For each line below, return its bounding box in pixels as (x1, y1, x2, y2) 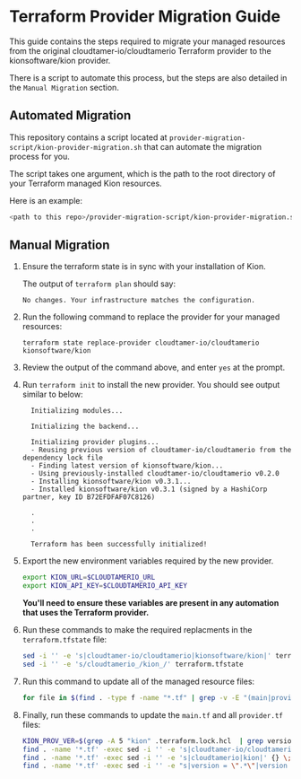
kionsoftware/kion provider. (9, 55, 111, 66)
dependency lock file (21, 453, 103, 463)
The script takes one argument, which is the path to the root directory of (9, 168, 276, 179)
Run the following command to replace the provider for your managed (21, 311, 280, 322)
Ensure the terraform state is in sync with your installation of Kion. (21, 261, 266, 272)
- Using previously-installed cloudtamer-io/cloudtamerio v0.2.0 (30, 469, 279, 478)
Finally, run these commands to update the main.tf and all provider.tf (21, 709, 284, 720)
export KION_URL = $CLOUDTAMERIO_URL (21, 573, 156, 582)
